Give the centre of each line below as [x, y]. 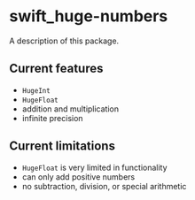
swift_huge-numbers [89, 16]
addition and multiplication [70, 109]
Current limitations [62, 146]
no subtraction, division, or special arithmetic [104, 186]
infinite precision [52, 118]
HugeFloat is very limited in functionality [94, 167]
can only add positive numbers [78, 177]
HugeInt [36, 90]
